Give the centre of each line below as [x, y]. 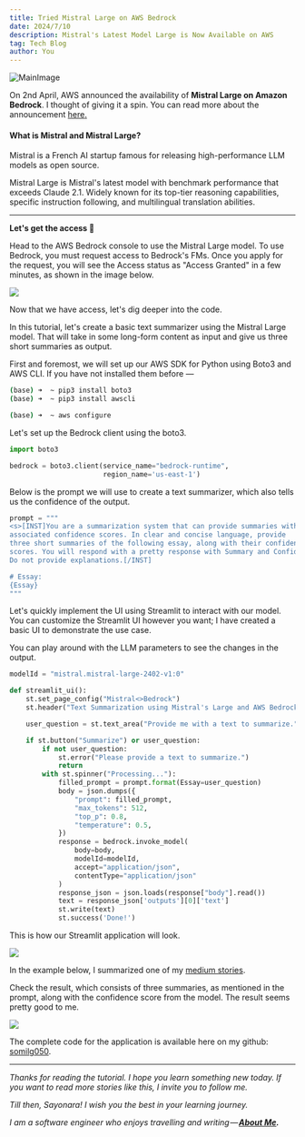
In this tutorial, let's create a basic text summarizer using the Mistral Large [148, 327]
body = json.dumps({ [97, 791]
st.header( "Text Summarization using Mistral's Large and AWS [146, 708]
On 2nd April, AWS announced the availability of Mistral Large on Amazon [148, 96]
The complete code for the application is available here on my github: [139, 1041]
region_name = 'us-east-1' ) [152, 474]
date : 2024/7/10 [40, 26]
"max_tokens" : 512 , [111, 808]
